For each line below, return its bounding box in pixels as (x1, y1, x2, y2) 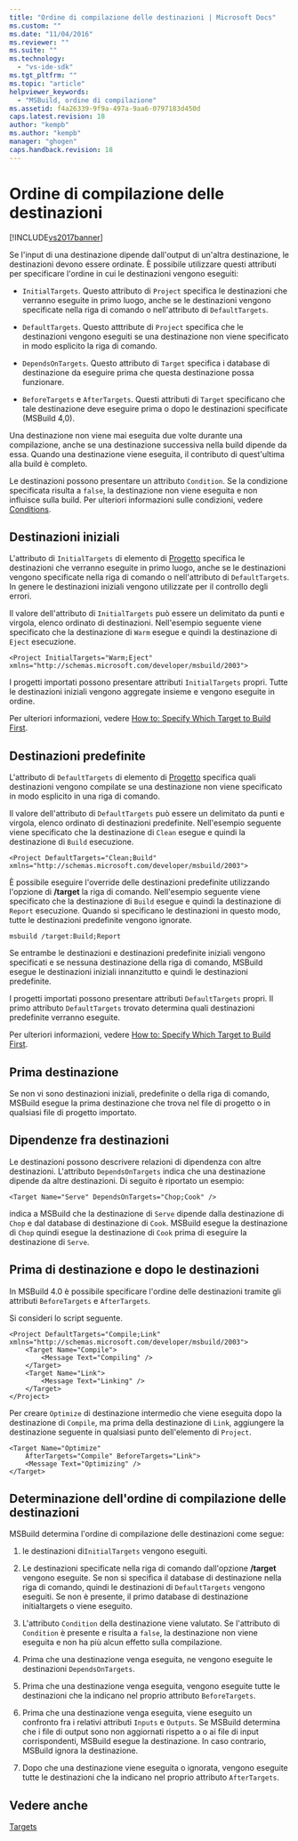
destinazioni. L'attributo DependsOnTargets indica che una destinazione (9, 1166, 266, 1177)
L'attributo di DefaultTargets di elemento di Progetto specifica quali (9, 772, 256, 783)
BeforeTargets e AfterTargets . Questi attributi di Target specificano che (21, 393, 286, 405)
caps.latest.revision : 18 (9, 112, 105, 121)
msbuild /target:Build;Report (9, 932, 122, 941)
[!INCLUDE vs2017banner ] (9, 232, 104, 243)
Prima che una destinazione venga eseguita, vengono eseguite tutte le (21, 1681, 280, 1692)
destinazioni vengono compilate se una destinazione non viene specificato (9, 782, 283, 792)
